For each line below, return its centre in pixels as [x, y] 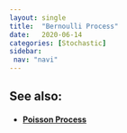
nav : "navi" [36, 60]
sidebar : [26, 52]
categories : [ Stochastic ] [58, 43]
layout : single [38, 18]
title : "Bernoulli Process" [64, 26]
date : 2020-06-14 [46, 34]
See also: [36, 96]
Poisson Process [54, 119]
